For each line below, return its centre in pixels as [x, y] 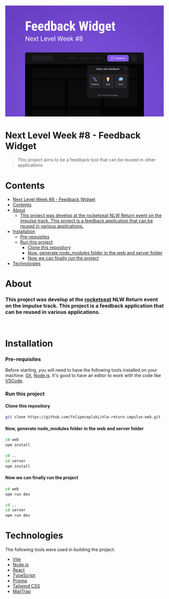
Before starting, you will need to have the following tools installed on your [81, 370]
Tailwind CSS [26, 586]
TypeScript [24, 575]
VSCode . [15, 381]
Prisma [20, 581]
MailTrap [22, 591]
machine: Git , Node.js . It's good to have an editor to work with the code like [83, 376]
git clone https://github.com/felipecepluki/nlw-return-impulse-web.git [83, 417]
